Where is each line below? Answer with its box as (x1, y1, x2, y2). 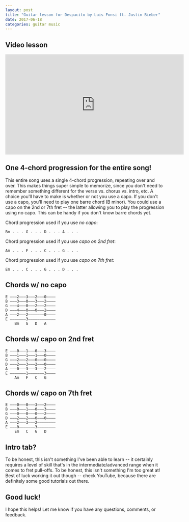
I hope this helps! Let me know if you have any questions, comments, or (5, 506, 156, 512)
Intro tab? (5, 443, 37, 451)
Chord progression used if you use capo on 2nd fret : (5, 238, 116, 244)
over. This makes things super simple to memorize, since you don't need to (5, 182, 163, 188)
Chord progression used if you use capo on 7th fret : (5, 257, 115, 263)
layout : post (5, 7, 33, 13)
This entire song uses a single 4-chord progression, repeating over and (5, 177, 155, 183)
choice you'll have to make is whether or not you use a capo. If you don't (5, 193, 158, 199)
